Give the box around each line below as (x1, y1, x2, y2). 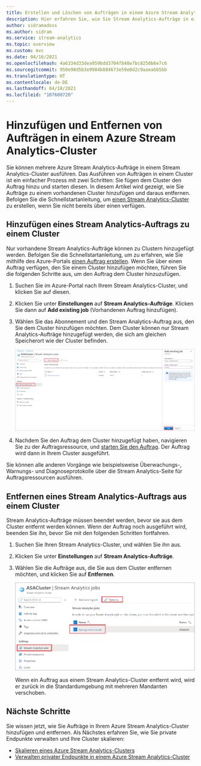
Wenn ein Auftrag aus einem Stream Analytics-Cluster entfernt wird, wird (14, 676, 195, 683)
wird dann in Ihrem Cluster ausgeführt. (14, 450, 111, 457)
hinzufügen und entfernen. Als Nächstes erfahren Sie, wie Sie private (6, 729, 177, 736)
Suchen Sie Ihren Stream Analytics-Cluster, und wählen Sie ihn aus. (14, 541, 182, 548)
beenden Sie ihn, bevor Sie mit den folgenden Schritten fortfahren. (6, 530, 170, 537)
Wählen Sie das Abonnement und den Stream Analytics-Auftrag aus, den (14, 318, 194, 325)
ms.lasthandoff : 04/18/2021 (6, 86, 77, 92)
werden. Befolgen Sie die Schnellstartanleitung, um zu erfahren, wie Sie (6, 251, 184, 258)
